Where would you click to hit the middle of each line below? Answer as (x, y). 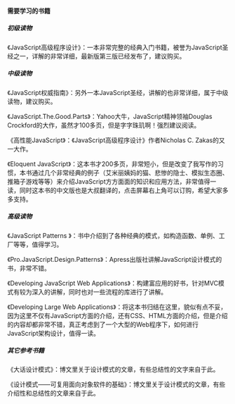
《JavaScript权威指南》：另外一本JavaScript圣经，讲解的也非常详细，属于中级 (118, 92)
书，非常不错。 (29, 268)
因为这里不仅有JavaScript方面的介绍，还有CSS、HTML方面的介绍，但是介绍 (117, 315)
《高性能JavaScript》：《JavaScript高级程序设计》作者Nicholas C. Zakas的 (113, 140)
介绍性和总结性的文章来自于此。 (53, 393)
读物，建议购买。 (32, 101)
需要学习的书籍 (29, 11)
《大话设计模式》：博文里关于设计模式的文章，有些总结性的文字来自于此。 (113, 370)
